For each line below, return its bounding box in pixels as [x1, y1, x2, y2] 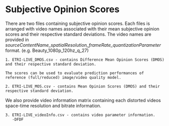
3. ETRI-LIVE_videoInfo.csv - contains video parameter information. [5, 112, 156, 117]
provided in [5, 37, 29, 43]
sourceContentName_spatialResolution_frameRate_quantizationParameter [5, 42, 161, 48]
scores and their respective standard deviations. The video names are [5, 31, 151, 37]
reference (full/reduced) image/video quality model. [5, 75, 122, 80]
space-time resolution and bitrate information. [5, 103, 102, 109]
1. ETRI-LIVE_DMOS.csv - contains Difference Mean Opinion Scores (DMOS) [5, 57, 165, 62]
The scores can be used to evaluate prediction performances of [5, 70, 144, 76]
